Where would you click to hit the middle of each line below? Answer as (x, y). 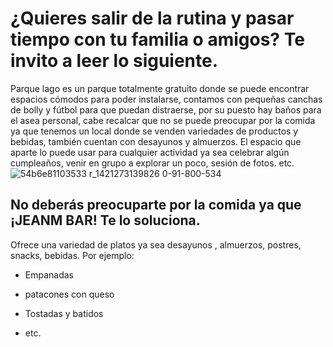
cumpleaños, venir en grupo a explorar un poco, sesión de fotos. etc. (152, 163)
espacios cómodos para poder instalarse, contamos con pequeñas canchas (166, 99)
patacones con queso (69, 294)
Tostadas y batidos (64, 313)
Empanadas (49, 274)
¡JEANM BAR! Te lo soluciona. (105, 220)
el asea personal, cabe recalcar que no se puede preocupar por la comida (163, 120)
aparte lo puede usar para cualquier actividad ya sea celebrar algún (150, 152)
